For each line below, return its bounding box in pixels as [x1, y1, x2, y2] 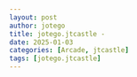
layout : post [9, 12, 58, 22]
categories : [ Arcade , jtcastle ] [9, 46, 129, 55]
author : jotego [9, 21, 66, 30]
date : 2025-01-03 [9, 37, 74, 47]
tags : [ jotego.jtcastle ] [9, 54, 101, 63]
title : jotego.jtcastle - [9, 29, 105, 38]
